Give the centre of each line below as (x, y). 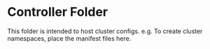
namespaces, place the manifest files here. (69, 38)
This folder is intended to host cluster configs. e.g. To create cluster (105, 31)
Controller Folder (58, 12)
